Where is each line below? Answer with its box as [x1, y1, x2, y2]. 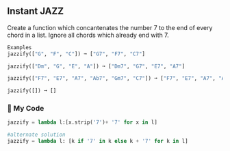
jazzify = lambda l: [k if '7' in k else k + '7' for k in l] [7, 138, 188, 145]
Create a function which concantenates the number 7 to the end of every [7, 23, 213, 31]
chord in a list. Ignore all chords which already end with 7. [7, 31, 169, 39]
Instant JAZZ [7, 5, 64, 17]
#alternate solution [7, 131, 66, 139]
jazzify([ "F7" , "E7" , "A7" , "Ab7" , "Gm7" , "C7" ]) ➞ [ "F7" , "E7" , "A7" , [7, 75, 216, 82]
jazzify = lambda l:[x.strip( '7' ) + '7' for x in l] [7, 119, 157, 126]
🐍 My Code [7, 104, 44, 113]
